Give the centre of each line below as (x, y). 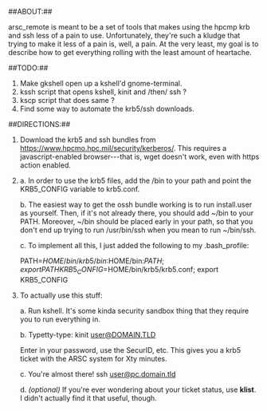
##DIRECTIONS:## (39, 124)
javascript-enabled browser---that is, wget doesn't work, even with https (139, 156)
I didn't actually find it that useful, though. (88, 397)
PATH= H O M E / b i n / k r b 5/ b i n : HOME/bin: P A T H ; (92, 261)
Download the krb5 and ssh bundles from (88, 140)
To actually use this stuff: (61, 295)
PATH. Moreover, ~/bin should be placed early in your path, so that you (136, 221)
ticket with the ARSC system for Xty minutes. (93, 358)
